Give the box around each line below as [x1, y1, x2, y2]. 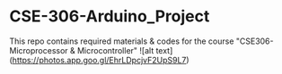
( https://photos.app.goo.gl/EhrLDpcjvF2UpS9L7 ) [9, 54, 190, 65]
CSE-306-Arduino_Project [9, 6, 210, 27]
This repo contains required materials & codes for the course [9, 36, 234, 46]
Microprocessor [9, 45, 69, 55]
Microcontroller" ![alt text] [76, 45, 173, 55]
